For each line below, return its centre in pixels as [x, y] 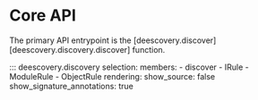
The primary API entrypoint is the [70, 40]
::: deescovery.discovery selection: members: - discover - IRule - [129, 67]
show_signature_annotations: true [72, 86]
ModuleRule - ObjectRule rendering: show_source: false [112, 76]
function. [149, 49]
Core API [43, 16]
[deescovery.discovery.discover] [70, 49]
